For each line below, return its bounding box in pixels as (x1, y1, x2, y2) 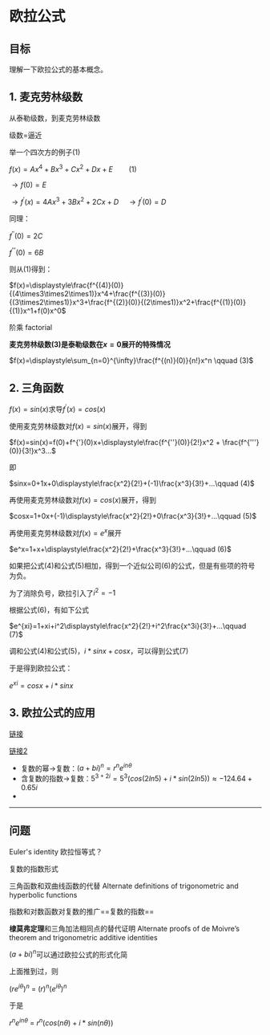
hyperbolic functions (9, 890, 78, 899)
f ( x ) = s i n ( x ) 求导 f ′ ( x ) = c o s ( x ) (9, 403, 107, 414)
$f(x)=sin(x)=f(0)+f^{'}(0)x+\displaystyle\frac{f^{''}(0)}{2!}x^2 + (9, 437, 221, 446)
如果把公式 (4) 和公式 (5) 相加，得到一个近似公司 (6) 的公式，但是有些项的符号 (9, 560, 256, 570)
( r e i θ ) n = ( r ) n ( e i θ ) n (9, 983, 67, 994)
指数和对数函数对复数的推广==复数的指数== (9, 907, 155, 916)
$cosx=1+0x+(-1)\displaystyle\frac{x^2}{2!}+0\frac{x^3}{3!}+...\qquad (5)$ (9, 511, 257, 520)
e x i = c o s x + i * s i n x (9, 679, 74, 691)
